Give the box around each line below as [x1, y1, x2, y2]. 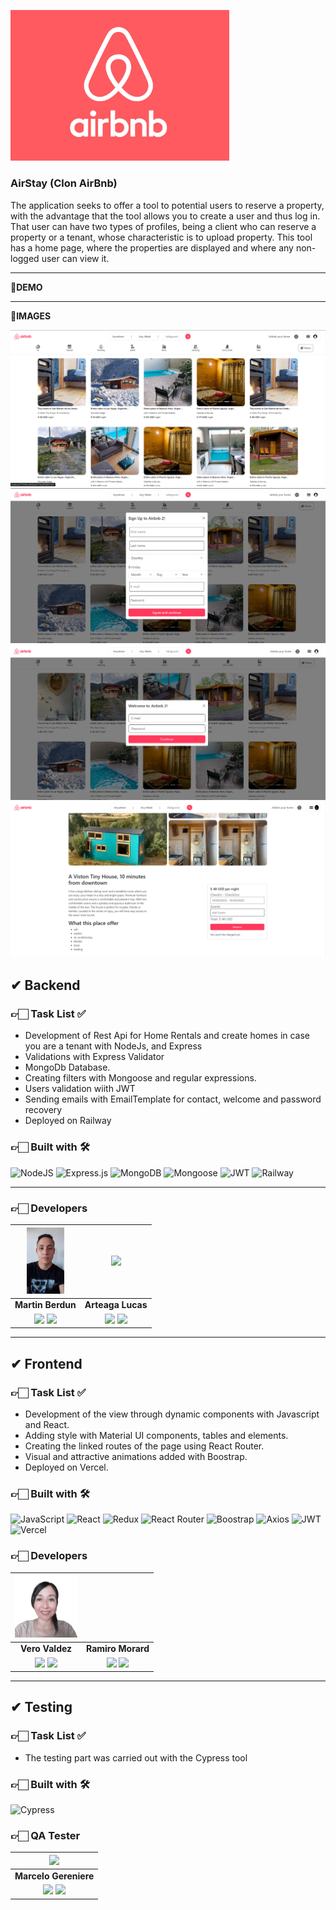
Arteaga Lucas [84, 1299, 148, 1311]
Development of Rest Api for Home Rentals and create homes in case [24, 1030, 311, 1042]
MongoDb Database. [24, 1061, 111, 1074]
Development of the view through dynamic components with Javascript [24, 1408, 320, 1420]
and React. [24, 1418, 70, 1430]
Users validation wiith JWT [24, 1083, 136, 1095]
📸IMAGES [10, 310, 52, 322]
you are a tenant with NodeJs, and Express [24, 1040, 203, 1052]
